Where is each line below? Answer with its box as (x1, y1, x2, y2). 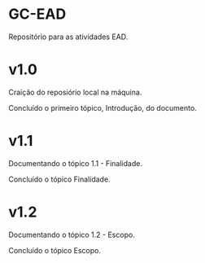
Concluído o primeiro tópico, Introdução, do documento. (8, 103, 197, 112)
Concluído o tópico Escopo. (8, 245, 102, 255)
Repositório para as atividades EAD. (8, 32, 129, 42)
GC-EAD (8, 5, 67, 24)
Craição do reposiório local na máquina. (8, 87, 142, 97)
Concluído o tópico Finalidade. (8, 174, 111, 184)
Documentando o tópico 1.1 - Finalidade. (8, 158, 142, 168)
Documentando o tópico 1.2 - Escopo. (8, 230, 136, 239)
